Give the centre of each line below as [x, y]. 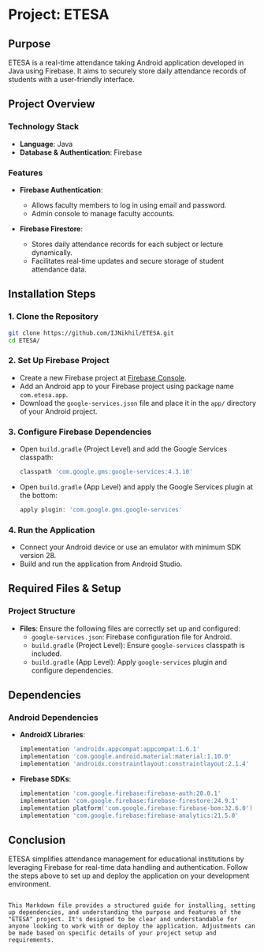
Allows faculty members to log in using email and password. [129, 205]
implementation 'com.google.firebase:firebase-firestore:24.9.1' [129, 800]
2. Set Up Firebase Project [59, 361]
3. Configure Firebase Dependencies [80, 432]
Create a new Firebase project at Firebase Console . [103, 377]
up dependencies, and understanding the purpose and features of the [125, 913]
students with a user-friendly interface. [72, 79]
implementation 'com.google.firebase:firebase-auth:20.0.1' [120, 794]
